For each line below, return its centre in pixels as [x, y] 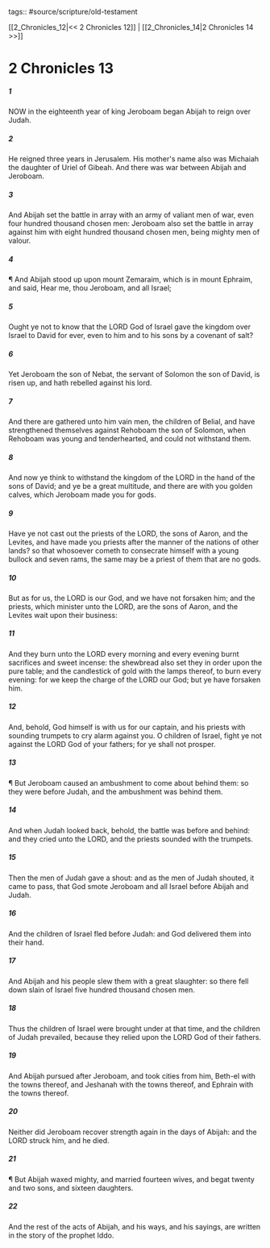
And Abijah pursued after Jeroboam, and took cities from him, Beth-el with [132, 1075]
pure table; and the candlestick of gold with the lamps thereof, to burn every [135, 671]
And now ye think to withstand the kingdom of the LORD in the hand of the [132, 477]
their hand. [26, 942]
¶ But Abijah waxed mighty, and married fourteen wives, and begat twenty [132, 1179]
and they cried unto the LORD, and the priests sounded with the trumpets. [131, 839]
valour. [20, 240]
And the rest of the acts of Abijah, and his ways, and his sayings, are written [135, 1226]
